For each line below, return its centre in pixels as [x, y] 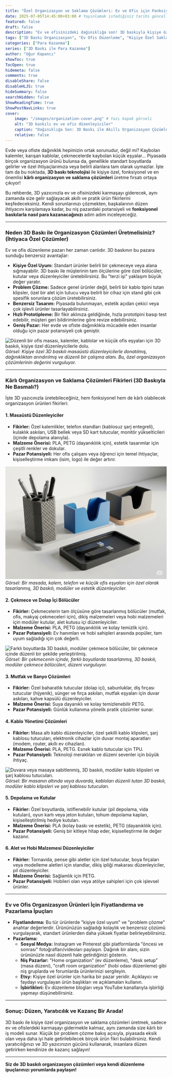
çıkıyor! [13, 183]
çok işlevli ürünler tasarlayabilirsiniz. [51, 309]
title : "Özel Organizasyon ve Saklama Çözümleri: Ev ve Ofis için [78, 11]
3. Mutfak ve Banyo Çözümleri [38, 676]
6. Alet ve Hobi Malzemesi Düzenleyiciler [50, 848]
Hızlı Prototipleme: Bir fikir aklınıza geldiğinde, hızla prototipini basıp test [90, 314]
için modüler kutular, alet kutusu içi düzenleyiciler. [65, 622]
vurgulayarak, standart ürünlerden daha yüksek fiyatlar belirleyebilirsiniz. [89, 933]
